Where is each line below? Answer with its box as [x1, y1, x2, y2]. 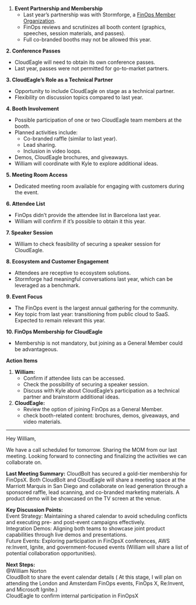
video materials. [23, 418, 62, 425]
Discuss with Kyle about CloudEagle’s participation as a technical [23, 387, 180, 394]
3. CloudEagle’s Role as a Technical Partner [6, 76, 113, 83]
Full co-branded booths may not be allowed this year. [23, 36, 152, 43]
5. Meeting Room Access [6, 171, 68, 178]
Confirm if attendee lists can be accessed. [23, 374, 125, 381]
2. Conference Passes [6, 47, 61, 54]
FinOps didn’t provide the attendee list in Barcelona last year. [14, 212, 161, 218]
